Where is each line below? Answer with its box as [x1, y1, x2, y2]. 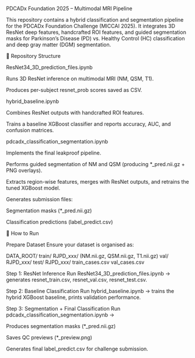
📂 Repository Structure [6, 53, 61, 59]
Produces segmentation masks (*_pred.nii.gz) [6, 323, 116, 329]
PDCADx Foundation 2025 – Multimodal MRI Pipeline [6, 5, 133, 12]
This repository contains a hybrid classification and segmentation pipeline [6, 16, 184, 23]
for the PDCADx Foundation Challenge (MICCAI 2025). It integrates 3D [6, 23, 176, 29]
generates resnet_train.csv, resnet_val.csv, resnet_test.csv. [6, 276, 148, 283]
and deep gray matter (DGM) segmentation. [6, 41, 112, 48]
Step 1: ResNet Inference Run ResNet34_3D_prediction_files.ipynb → [6, 270, 170, 277]
